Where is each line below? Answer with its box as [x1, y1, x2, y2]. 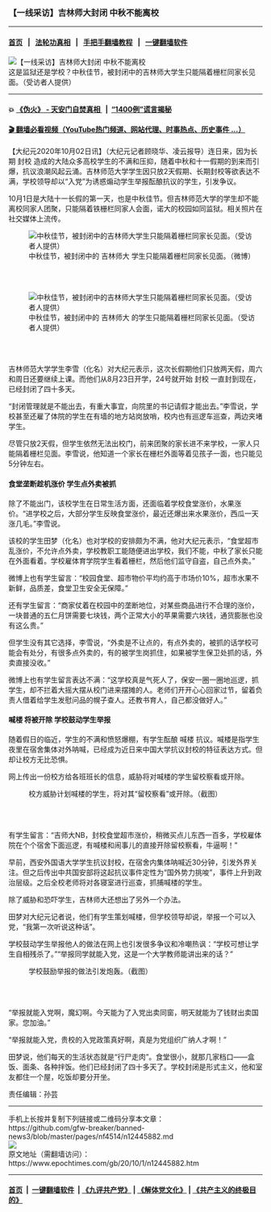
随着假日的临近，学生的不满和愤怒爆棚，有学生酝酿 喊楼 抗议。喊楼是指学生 [8, 734, 260, 743]
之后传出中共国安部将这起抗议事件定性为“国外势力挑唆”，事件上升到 [29, 867, 256, 877]
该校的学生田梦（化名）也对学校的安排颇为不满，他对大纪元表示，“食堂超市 [8, 535, 260, 545]
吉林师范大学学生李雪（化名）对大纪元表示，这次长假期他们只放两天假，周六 [8, 364, 263, 374]
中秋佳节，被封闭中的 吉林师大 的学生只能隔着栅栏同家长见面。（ [28, 313, 241, 323]
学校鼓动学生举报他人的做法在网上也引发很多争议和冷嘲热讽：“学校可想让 [8, 939, 252, 948]
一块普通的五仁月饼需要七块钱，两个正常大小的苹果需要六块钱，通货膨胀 [8, 610, 248, 620]
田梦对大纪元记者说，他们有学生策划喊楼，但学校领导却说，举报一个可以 [8, 911, 248, 921]
